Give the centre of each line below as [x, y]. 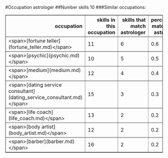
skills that [134, 20]
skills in [106, 20]
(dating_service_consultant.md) [45, 97]
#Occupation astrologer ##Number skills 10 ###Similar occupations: [76, 7]
